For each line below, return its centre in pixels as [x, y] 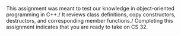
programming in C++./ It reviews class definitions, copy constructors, [91, 15]
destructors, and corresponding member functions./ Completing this [90, 21]
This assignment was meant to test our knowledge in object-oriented [90, 8]
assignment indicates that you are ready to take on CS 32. [77, 27]
